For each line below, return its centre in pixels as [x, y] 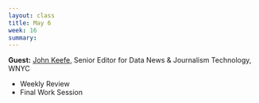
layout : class [32, 15]
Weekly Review [44, 84]
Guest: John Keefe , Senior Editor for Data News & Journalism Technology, [130, 60]
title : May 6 [30, 23]
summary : [23, 38]
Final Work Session [51, 93]
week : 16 [23, 30]
